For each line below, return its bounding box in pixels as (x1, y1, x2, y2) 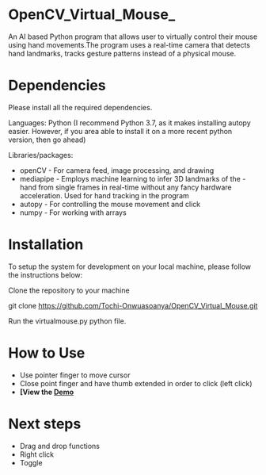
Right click (19, 450, 55, 459)
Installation (8, 236, 84, 254)
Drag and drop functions (19, 441, 101, 450)
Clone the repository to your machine (8, 285, 130, 295)
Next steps (8, 415, 82, 433)
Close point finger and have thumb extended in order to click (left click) (19, 378, 253, 388)
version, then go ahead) (8, 135, 86, 144)
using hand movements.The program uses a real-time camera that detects (8, 40, 251, 49)
